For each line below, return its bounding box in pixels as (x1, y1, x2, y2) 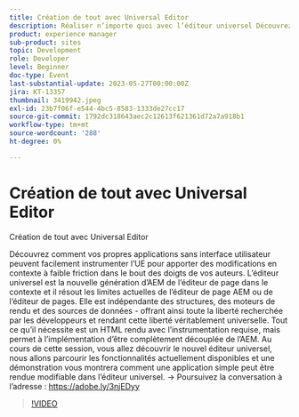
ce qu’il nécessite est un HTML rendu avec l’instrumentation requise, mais (9, 324, 280, 334)
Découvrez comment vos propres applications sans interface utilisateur (9, 248, 271, 259)
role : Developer (9, 54, 69, 63)
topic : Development (9, 46, 82, 55)
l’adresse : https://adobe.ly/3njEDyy (9, 381, 140, 391)
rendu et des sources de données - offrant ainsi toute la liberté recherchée (9, 305, 283, 316)
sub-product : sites (9, 37, 82, 47)
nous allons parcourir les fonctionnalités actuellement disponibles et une (9, 352, 275, 363)
